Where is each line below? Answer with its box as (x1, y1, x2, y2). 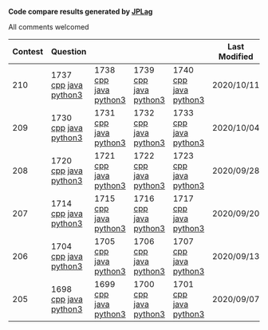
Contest (12, 46, 44, 57)
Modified (218, 51, 254, 62)
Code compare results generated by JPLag (8, 7, 153, 16)
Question (50, 46, 87, 57)
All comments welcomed (8, 22, 89, 31)
